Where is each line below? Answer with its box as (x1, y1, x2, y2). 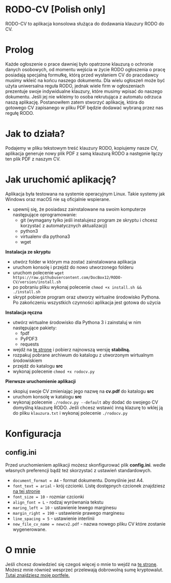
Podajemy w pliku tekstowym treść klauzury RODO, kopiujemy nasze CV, (5, 145, 158, 151)
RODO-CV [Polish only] (5, 4, 106, 15)
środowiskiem (12, 357, 42, 364)
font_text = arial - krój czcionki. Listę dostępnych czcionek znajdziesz (12, 483, 165, 489)
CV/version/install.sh (12, 279, 61, 285)
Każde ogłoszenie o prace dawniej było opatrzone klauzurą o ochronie (5, 61, 154, 67)
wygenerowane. (12, 526, 47, 532)
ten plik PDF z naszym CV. (5, 155, 61, 162)
